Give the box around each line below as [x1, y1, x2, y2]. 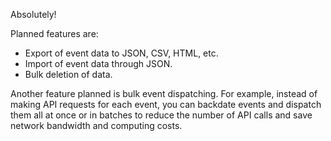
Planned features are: [10, 28, 99, 39]
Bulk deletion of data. [24, 69, 113, 80]
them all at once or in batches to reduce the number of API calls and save [10, 109, 313, 121]
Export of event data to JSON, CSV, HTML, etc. [24, 47, 219, 59]
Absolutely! [10, 9, 57, 20]
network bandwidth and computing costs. [10, 120, 183, 131]
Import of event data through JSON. [24, 58, 173, 69]
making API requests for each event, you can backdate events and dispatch [10, 99, 322, 110]
